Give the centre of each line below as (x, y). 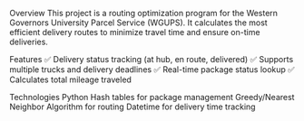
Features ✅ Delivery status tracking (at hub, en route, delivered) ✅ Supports (152, 59)
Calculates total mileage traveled (70, 79)
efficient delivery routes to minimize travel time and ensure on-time (135, 32)
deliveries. (29, 42)
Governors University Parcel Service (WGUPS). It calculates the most (138, 23)
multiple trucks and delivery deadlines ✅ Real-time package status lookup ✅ (152, 70)
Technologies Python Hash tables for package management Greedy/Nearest (152, 97)
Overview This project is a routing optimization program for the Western (144, 13)
